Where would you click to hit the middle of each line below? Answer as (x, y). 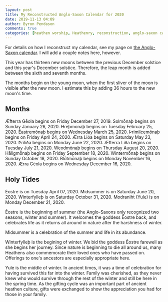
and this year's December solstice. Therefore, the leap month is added (78, 68)
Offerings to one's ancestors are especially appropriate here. (68, 258)
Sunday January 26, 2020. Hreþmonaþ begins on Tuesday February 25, (79, 126)
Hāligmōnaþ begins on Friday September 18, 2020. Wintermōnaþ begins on (83, 153)
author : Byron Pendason (30, 24)
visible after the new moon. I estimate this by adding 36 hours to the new (80, 88)
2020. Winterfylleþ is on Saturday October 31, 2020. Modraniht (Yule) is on (82, 197)
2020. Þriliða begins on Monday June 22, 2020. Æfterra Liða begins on (78, 142)
